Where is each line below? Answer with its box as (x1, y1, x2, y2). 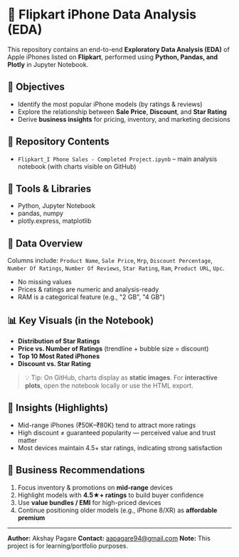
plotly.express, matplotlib (17, 217, 92, 225)
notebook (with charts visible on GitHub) (17, 162, 137, 170)
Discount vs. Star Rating (17, 360, 91, 368)
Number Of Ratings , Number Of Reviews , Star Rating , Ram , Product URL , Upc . (7, 264, 225, 273)
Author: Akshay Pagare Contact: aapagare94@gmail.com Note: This (7, 533, 211, 542)
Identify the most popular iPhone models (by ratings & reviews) (17, 100, 203, 108)
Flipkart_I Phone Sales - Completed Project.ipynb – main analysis (17, 155, 218, 163)
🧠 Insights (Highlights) (7, 402, 109, 414)
